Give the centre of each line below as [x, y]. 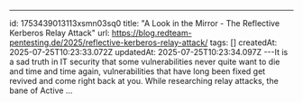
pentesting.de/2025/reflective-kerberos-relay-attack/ [109, 42]
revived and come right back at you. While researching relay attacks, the [144, 81]
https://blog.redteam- [151, 33]
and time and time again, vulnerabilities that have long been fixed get [138, 71]
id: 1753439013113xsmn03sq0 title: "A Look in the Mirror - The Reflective [145, 23]
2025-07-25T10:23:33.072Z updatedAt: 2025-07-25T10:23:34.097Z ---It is [149, 52]
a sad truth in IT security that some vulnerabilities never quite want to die [145, 61]
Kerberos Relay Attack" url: [60, 33]
